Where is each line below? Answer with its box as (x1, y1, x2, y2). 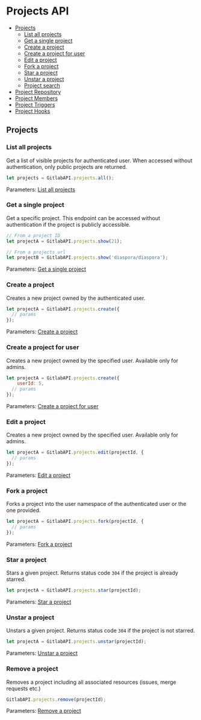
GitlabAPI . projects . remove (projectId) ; (6, 696, 107, 703)
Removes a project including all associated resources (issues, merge (6, 678, 176, 686)
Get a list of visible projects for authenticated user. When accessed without (6, 157, 193, 164)
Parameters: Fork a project (6, 540, 72, 548)
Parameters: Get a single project (6, 265, 86, 273)
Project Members (14, 95, 58, 102)
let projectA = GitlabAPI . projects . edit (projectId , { (6, 449, 144, 456)
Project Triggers (14, 101, 55, 108)
